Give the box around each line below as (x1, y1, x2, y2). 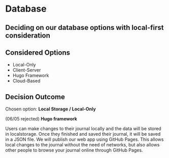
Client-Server (12, 67, 41, 73)
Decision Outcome (5, 92, 65, 101)
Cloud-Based (12, 78, 41, 84)
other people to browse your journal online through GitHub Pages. (5, 147, 143, 153)
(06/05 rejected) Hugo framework (5, 116, 78, 122)
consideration (5, 31, 51, 39)
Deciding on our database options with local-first (5, 23, 164, 32)
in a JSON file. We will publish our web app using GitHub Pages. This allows (5, 136, 164, 142)
